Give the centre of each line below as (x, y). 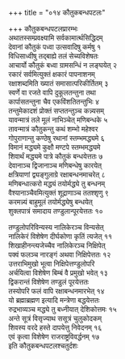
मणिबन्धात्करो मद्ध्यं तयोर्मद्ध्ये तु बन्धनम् (57, 184)
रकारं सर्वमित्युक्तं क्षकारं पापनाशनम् (52, 74)
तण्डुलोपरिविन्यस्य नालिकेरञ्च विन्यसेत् (56, 227)
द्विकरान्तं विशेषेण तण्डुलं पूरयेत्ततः (49, 282)
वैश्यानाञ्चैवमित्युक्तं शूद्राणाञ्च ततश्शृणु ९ (58, 193)
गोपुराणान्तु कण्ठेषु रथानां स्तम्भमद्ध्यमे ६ (56, 138)
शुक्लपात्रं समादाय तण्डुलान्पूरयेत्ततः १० (56, 211)
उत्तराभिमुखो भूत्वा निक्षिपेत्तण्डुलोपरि (52, 264)
